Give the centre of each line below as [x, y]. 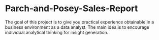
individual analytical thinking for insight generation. [57, 32]
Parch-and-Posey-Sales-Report [72, 9]
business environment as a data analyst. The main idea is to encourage [77, 27]
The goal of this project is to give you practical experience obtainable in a [79, 22]
